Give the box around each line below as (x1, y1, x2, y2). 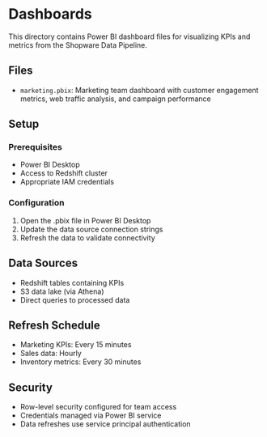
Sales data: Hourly (19, 349, 83, 359)
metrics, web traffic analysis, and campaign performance (19, 94, 212, 104)
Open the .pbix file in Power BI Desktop (19, 215, 151, 225)
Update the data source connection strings (19, 224, 163, 234)
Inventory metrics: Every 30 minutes (19, 357, 142, 367)
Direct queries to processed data (19, 295, 130, 304)
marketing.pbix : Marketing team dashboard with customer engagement (19, 85, 259, 95)
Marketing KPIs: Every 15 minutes (19, 340, 132, 350)
